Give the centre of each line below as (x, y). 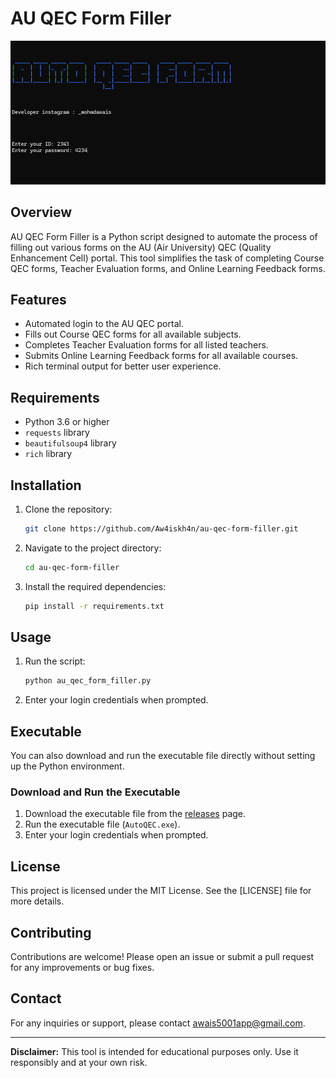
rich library (48, 454)
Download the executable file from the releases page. (135, 814)
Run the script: (55, 661)
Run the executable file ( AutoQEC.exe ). (102, 824)
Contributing (51, 932)
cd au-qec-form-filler (72, 567)
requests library (57, 433)
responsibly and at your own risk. (79, 1062)
